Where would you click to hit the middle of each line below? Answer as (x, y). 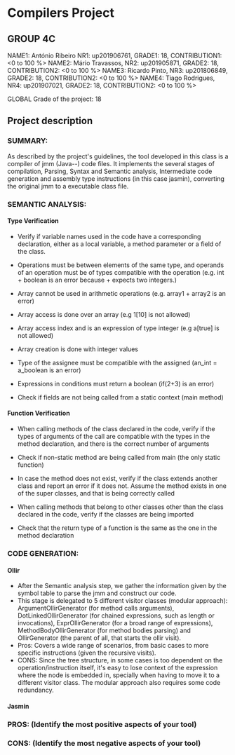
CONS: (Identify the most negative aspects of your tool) (104, 743)
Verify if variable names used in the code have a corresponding (109, 236)
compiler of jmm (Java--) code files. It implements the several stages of (111, 163)
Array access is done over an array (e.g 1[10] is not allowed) (104, 314)
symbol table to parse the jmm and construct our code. (97, 593)
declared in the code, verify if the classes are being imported (106, 515)
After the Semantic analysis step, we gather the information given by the (122, 586)
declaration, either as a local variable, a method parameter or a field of (119, 244)
